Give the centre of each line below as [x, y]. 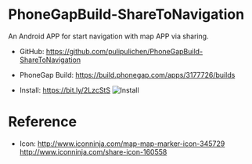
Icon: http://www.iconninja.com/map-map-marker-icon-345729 [122, 144]
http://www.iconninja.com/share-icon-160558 [93, 151]
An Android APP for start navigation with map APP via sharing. [108, 36]
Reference [42, 122]
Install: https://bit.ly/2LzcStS [65, 90]
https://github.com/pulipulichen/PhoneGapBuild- [124, 51]
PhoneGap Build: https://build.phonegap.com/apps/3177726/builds [127, 75]
